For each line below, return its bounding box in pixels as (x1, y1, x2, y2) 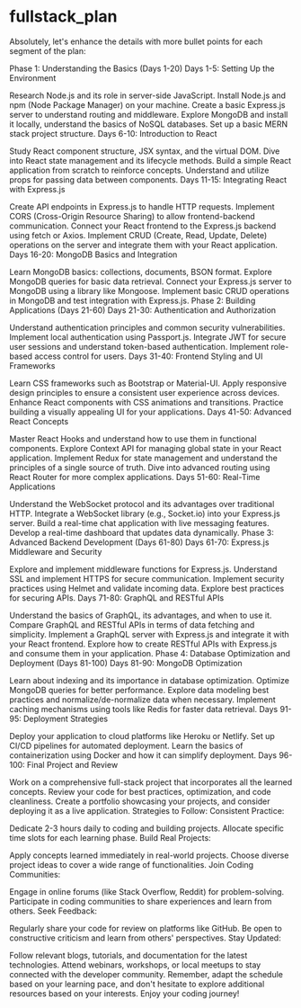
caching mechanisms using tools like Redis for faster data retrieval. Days (9, 703, 279, 714)
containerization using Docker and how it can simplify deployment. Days (9, 749, 277, 761)
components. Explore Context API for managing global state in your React (9, 442, 282, 453)
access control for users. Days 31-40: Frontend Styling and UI (34, 351, 263, 361)
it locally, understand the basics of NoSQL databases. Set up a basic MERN (9, 119, 288, 129)
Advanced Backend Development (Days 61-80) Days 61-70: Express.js (9, 537, 270, 548)
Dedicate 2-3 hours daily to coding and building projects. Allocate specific (9, 823, 285, 834)
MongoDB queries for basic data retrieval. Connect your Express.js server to (9, 276, 292, 287)
